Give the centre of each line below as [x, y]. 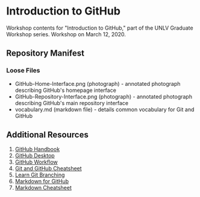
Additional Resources [47, 135]
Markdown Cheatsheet [43, 188]
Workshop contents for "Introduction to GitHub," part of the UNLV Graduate [100, 28]
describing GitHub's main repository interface [72, 103]
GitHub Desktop [35, 156]
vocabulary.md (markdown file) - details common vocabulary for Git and [105, 109]
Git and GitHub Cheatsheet [48, 169]
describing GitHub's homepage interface [65, 90]
